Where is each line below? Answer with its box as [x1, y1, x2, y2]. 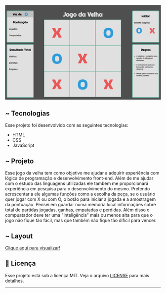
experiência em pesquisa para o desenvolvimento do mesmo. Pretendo [5, 186, 150, 192]
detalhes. [5, 278, 24, 284]
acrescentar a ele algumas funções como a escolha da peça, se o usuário [5, 191, 156, 197]
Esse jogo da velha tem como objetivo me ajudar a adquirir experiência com [5, 170, 160, 176]
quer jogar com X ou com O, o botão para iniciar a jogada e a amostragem [5, 196, 156, 202]
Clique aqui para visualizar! [5, 245, 61, 251]
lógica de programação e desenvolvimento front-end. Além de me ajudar [5, 176, 154, 181]
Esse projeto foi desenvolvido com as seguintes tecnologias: [5, 122, 128, 128]
